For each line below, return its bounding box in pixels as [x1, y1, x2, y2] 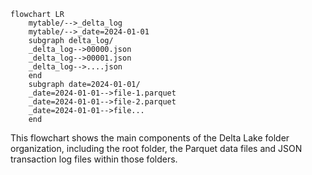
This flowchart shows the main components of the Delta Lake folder [10, 132, 290, 144]
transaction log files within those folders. [10, 153, 178, 165]
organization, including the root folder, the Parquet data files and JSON [10, 143, 303, 154]
